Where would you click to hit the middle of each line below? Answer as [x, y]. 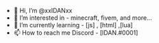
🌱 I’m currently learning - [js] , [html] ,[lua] [73, 25]
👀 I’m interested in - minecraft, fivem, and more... [83, 18]
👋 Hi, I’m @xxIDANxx [43, 11]
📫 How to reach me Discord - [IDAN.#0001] [76, 33]
